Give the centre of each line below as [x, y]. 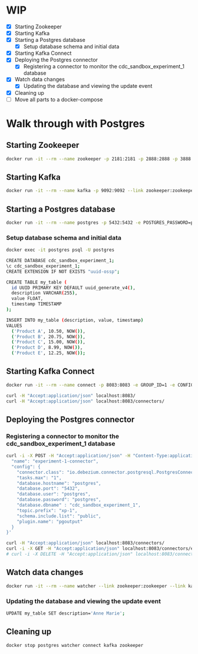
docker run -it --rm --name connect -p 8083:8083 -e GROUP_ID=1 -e [91, 385]
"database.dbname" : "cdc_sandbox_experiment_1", [79, 505]
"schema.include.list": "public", [59, 516]
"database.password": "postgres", [59, 500]
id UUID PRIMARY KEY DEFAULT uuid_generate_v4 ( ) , [73, 288]
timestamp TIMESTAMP [37, 304]
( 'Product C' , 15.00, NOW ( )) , [48, 342]
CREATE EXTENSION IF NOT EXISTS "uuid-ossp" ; [63, 272]
